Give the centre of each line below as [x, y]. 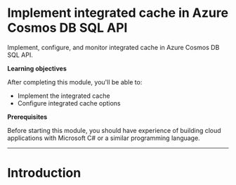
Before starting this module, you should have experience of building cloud [114, 130]
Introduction [44, 173]
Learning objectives [37, 68]
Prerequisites [27, 117]
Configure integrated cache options [69, 103]
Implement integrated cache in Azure [118, 13]
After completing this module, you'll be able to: [75, 82]
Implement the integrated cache [64, 96]
